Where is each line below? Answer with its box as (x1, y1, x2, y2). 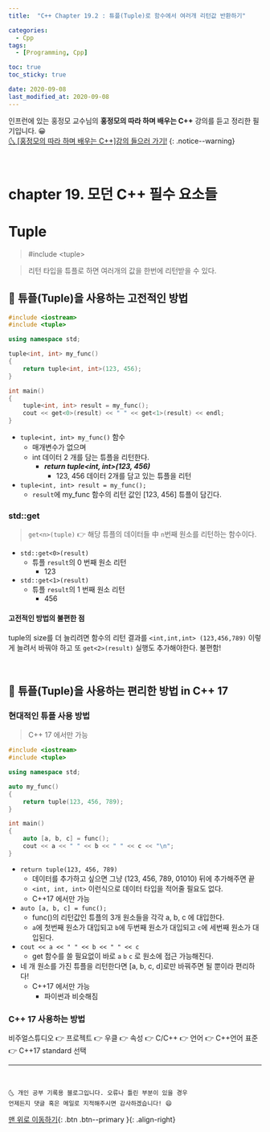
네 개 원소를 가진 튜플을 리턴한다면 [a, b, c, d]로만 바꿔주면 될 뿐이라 (19, 961, 235, 970)
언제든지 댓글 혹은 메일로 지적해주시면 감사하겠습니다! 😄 (8, 1100, 173, 1108)
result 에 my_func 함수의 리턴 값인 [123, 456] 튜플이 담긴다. (31, 490, 223, 500)
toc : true (8, 64, 42, 72)
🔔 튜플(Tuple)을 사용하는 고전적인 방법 (8, 291, 189, 306)
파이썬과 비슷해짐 (43, 991, 99, 1001)
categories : (8, 26, 48, 35)
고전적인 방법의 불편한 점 (8, 613, 85, 623)
